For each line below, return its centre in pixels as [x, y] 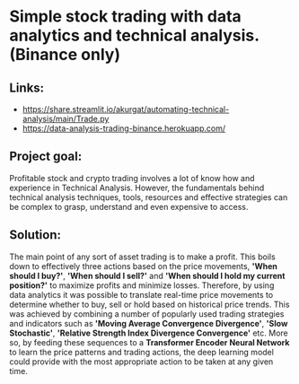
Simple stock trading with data [126, 17]
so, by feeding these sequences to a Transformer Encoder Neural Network [149, 342]
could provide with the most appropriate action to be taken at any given [141, 362]
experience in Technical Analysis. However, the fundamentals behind [137, 188]
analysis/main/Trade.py [66, 119]
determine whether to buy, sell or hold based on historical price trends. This [149, 304]
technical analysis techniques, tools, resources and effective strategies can [149, 197]
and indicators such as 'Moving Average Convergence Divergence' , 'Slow [149, 323]
